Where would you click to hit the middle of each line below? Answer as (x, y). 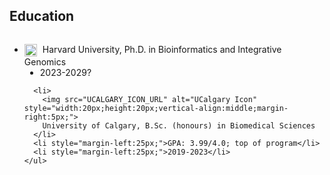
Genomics (45, 61)
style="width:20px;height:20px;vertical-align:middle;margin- (156, 108)
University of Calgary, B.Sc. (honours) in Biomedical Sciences (179, 125)
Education (42, 16)
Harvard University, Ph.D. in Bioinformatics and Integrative (162, 49)
